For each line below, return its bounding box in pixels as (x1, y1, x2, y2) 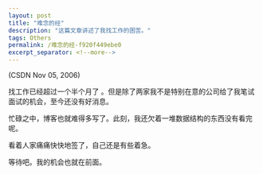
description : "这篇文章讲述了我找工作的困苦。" (8, 26, 151, 34)
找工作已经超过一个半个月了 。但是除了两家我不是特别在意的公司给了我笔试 (8, 87, 255, 96)
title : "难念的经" (8, 19, 65, 27)
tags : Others (8, 33, 52, 42)
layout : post (8, 11, 52, 20)
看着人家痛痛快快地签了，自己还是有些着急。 (8, 141, 155, 149)
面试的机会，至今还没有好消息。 (8, 97, 113, 106)
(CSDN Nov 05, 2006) (8, 71, 81, 79)
